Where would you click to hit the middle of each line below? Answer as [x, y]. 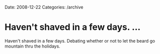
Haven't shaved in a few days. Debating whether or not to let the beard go [80, 41]
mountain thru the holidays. [32, 46]
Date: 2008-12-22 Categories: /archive [44, 7]
